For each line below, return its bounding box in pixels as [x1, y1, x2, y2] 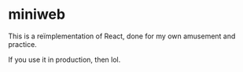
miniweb [8, 5, 65, 23]
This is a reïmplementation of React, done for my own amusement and [8, 31, 236, 41]
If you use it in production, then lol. [8, 55, 121, 64]
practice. [8, 39, 37, 49]
